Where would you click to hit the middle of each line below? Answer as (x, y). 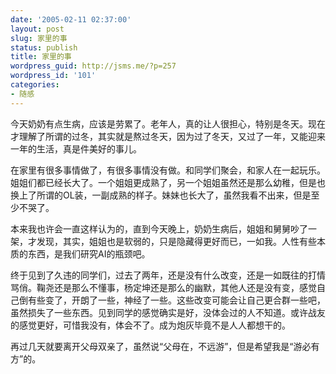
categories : (35, 85)
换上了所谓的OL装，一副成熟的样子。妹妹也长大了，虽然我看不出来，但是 (161, 195)
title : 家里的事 (41, 57)
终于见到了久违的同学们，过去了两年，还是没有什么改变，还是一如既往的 (159, 275)
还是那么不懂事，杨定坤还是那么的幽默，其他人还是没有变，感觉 (185, 287)
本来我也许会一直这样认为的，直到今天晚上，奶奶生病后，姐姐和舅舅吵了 (159, 228)
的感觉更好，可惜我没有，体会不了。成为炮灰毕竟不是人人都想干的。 (150, 325)
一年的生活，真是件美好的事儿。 (76, 148)
